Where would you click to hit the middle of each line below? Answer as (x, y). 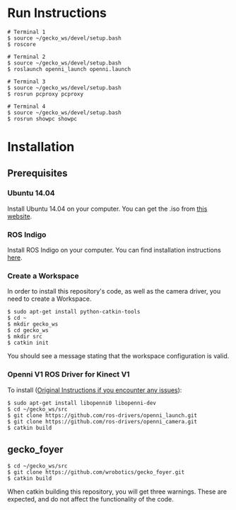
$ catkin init (28, 343)
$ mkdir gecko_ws (33, 324)
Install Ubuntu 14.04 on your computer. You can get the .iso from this (107, 209)
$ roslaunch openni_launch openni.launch (69, 69)
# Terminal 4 (26, 106)
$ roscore (22, 44)
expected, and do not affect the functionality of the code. (91, 499)
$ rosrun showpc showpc (42, 118)
